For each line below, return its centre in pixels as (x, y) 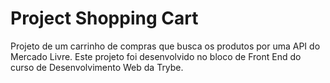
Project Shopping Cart (104, 18)
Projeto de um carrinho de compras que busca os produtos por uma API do (165, 46)
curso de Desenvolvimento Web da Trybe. (97, 67)
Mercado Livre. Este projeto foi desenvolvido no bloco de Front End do (156, 56)
